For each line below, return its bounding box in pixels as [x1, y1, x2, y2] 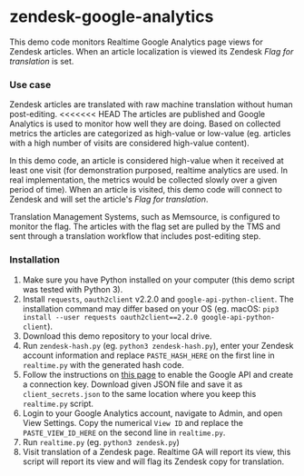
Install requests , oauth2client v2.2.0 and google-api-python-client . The [22, 293, 294, 304]
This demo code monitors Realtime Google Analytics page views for [9, 36, 263, 47]
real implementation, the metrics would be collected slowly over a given [9, 174, 278, 185]
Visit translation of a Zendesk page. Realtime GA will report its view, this [22, 446, 291, 457]
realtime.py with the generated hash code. [22, 359, 184, 370]
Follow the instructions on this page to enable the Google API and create [22, 369, 293, 380]
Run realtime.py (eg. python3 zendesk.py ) [22, 436, 180, 447]
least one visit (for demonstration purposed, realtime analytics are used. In [9, 165, 289, 176]
